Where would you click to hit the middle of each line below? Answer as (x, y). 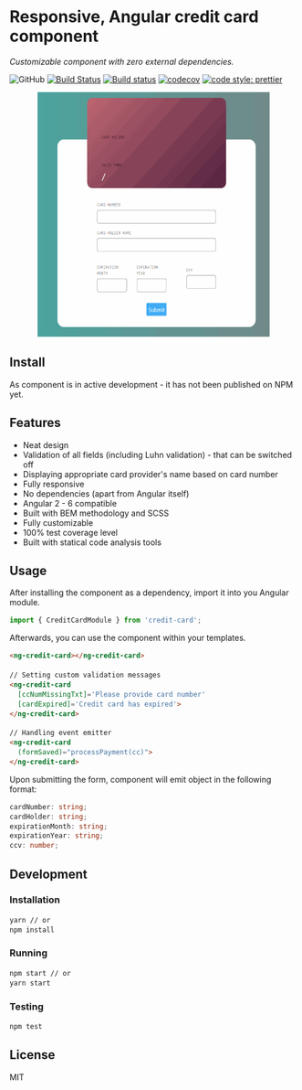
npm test (26, 1026)
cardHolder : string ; (49, 817)
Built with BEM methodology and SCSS (96, 513)
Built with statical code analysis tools (92, 542)
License (32, 1055)
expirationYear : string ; (57, 836)
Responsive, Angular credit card (134, 17)
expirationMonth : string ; (58, 826)
